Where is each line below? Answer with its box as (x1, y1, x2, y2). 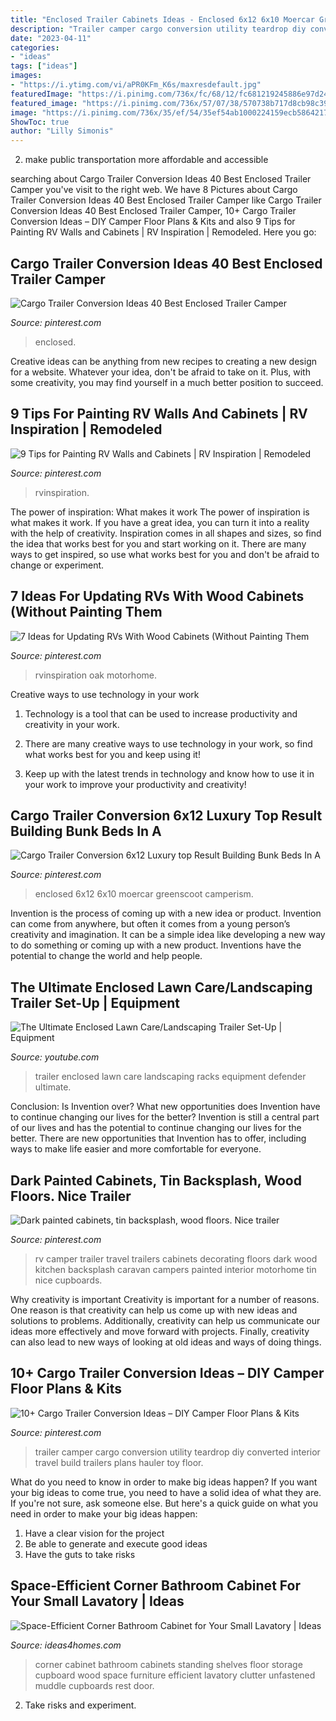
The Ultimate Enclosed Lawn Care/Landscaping (10, 979, 313, 996)
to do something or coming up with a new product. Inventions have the (10, 939, 302, 951)
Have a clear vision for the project (24, 1527, 165, 1539)
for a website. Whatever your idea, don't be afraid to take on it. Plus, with (10, 366, 311, 378)
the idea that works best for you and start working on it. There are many (10, 537, 307, 550)
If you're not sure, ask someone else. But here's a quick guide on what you (10, 1497, 318, 1509)
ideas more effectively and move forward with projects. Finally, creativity (10, 1326, 310, 1337)
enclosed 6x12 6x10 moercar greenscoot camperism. (34, 888, 254, 900)
